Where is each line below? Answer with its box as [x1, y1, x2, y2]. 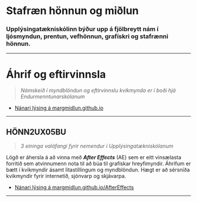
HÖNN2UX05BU [6, 127, 66, 137]
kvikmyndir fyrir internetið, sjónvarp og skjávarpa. [6, 173, 127, 180]
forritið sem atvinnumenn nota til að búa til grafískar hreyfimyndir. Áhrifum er [6, 160, 191, 167]
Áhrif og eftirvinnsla [6, 67, 106, 81]
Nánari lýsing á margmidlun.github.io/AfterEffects [14, 184, 134, 191]
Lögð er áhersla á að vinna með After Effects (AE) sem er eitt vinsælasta [6, 154, 182, 161]
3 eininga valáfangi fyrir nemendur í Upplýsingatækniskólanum [20, 142, 174, 150]
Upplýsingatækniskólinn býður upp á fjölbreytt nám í [6, 25, 159, 33]
